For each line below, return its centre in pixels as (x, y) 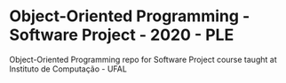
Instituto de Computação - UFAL (68, 69)
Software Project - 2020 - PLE (122, 35)
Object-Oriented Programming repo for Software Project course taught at (143, 59)
